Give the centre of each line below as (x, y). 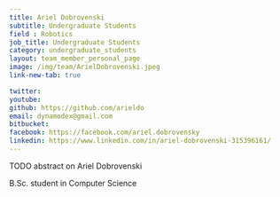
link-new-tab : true (45, 75)
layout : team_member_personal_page (75, 59)
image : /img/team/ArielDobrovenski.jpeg (85, 67)
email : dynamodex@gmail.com (61, 116)
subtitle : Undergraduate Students (73, 26)
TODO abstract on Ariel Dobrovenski (76, 166)
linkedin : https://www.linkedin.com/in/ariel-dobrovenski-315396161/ (140, 141)
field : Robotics (41, 34)
